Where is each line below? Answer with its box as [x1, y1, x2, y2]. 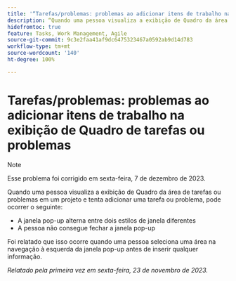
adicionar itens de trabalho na [7, 107, 185, 123]
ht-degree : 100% [7, 56, 55, 63]
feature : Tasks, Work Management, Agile [7, 30, 128, 37]
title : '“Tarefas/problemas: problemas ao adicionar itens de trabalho [7, 10, 221, 18]
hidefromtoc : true [7, 23, 61, 30]
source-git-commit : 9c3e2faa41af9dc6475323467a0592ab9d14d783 [7, 37, 193, 44]
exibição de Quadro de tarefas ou [7, 122, 205, 138]
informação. [7, 252, 42, 261]
